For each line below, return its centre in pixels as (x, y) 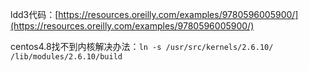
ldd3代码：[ (34, 14)
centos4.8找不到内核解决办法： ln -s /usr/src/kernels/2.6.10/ (142, 46)
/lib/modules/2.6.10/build (66, 57)
